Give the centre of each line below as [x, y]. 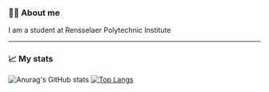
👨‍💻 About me [34, 13]
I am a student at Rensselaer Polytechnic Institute [90, 30]
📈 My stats [31, 59]
